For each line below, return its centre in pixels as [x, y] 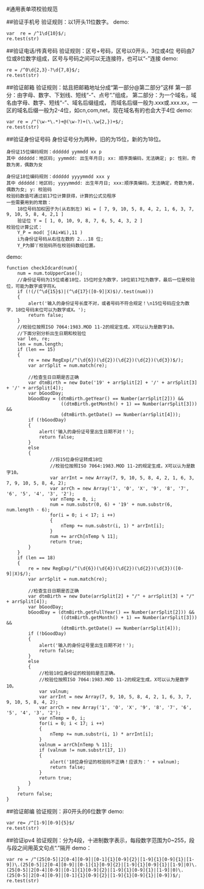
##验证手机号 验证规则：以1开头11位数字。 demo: [68, 22]
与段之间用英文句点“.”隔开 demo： [49, 848]
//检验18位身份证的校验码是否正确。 [78, 673]
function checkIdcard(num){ [42, 268]
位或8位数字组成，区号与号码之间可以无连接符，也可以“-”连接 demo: [92, 58]
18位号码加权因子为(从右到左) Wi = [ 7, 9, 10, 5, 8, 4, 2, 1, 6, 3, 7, [106, 209]
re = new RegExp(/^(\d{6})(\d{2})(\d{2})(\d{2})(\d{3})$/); [106, 360]
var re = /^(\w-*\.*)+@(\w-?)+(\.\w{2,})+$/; [65, 122]
